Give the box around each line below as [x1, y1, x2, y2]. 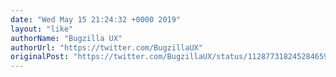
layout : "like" [10, 24, 74, 34]
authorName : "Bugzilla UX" [10, 33, 123, 43]
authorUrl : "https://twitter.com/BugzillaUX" [10, 42, 203, 53]
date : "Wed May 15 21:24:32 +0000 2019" [10, 14, 182, 25]
